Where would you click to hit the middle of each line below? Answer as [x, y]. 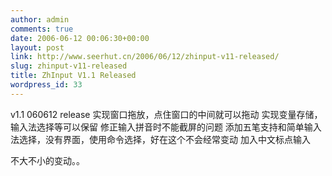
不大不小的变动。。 [47, 160]
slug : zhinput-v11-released [69, 66]
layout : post [37, 47]
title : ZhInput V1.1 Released [73, 76]
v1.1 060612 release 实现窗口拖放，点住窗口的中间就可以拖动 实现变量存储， [166, 114]
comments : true [42, 29]
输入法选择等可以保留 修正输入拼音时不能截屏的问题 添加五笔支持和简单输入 [166, 127]
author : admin [40, 19]
